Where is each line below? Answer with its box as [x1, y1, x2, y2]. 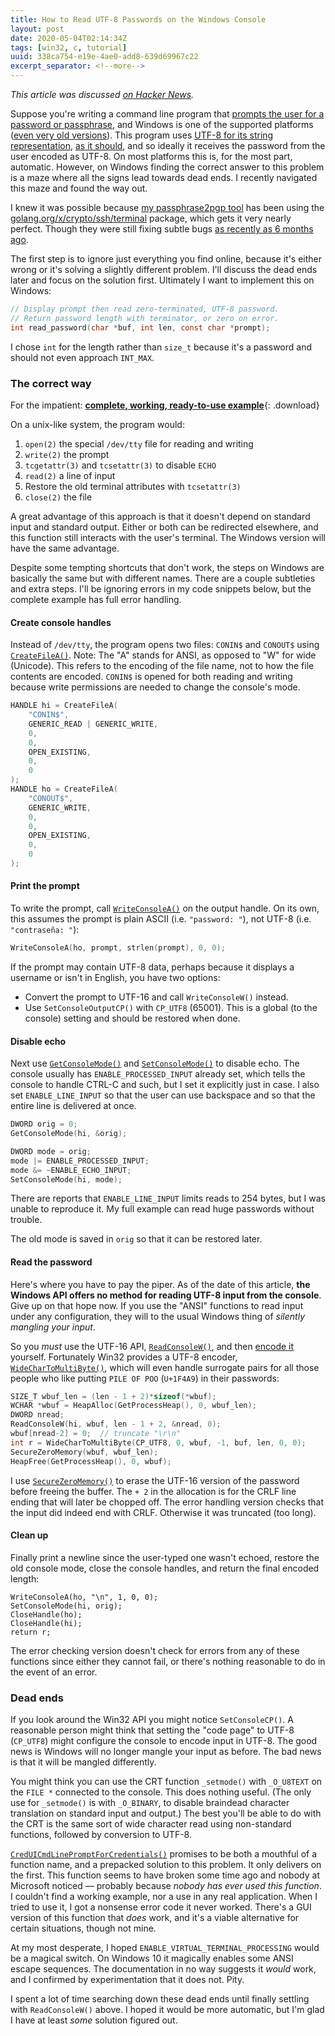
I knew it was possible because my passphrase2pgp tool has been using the [10, 202, 325, 213]
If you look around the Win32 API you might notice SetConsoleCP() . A [10, 1714, 294, 1726]
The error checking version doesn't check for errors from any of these [10, 1644, 300, 1656]
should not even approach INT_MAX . [10, 351, 155, 363]
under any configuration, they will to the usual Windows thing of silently [10, 1310, 306, 1322]
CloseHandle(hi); [10, 1618, 83, 1628]
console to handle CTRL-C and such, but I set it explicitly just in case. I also [10, 1079, 320, 1091]
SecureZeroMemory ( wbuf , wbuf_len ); [10, 1447, 159, 1457]
